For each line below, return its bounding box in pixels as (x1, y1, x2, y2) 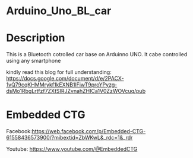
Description (6, 31, 65, 45)
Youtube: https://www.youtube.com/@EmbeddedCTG (6, 146, 138, 153)
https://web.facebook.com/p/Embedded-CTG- (31, 128, 146, 135)
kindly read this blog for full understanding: (6, 69, 112, 76)
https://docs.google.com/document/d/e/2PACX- (6, 75, 124, 82)
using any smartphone (6, 57, 61, 65)
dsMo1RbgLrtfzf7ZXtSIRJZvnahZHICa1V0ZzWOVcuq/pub (6, 88, 146, 95)
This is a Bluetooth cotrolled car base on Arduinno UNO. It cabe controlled (6, 51, 188, 58)
